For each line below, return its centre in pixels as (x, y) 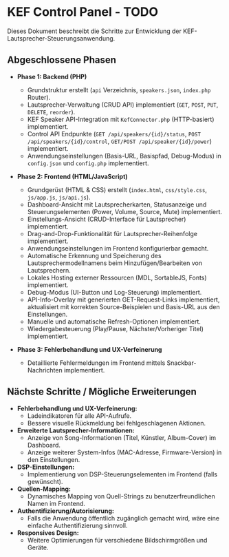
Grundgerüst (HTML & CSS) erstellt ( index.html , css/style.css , (117, 189)
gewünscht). (45, 481)
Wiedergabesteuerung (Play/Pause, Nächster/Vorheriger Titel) (116, 328)
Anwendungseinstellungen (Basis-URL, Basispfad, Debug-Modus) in (124, 156)
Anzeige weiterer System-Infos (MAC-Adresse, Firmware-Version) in (124, 452)
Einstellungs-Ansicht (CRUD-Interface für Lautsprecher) (107, 219)
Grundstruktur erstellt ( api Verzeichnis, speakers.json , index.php (119, 90)
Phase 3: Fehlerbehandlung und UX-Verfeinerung (89, 349)
